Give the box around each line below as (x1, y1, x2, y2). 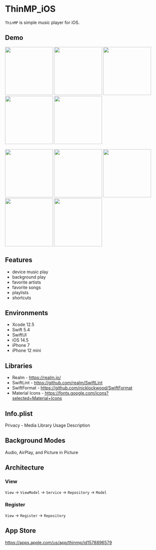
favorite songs (12, 284, 41, 290)
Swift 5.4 (12, 327, 30, 333)
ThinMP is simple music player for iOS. (5, 19, 80, 25)
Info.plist (5, 409, 33, 417)
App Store (5, 527, 36, 535)
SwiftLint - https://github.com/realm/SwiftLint (12, 380, 103, 386)
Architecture (5, 464, 45, 472)
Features (5, 256, 32, 264)
